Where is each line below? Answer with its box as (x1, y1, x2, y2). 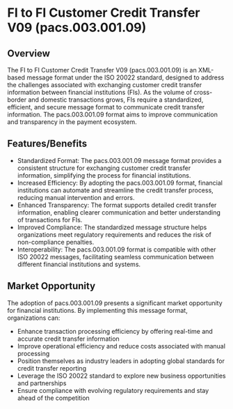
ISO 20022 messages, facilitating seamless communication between (17, 252, 214, 261)
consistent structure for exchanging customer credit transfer (17, 164, 191, 172)
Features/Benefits (7, 138, 88, 150)
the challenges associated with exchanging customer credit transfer (7, 81, 202, 88)
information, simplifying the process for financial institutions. (17, 171, 191, 179)
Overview (7, 47, 51, 59)
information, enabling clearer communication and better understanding (17, 208, 220, 217)
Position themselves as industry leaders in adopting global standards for (17, 357, 225, 365)
